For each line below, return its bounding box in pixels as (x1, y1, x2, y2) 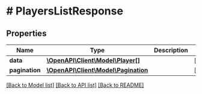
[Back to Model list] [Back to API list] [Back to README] (6, 81, 144, 89)
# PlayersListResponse (6, 4, 123, 18)
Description (154, 46, 188, 54)
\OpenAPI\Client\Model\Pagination (46, 66, 148, 74)
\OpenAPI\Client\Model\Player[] (46, 56, 140, 64)
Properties (6, 28, 47, 39)
